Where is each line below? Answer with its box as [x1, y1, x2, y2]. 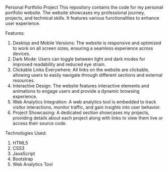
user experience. [5, 20, 40, 26]
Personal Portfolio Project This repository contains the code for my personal [5, 5, 163, 10]
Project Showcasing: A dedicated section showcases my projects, [12, 109, 150, 116]
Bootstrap [12, 156, 33, 162]
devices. [12, 50, 31, 56]
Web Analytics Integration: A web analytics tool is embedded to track [12, 99, 156, 105]
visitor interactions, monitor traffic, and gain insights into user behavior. [12, 104, 161, 110]
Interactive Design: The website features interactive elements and [12, 83, 150, 89]
